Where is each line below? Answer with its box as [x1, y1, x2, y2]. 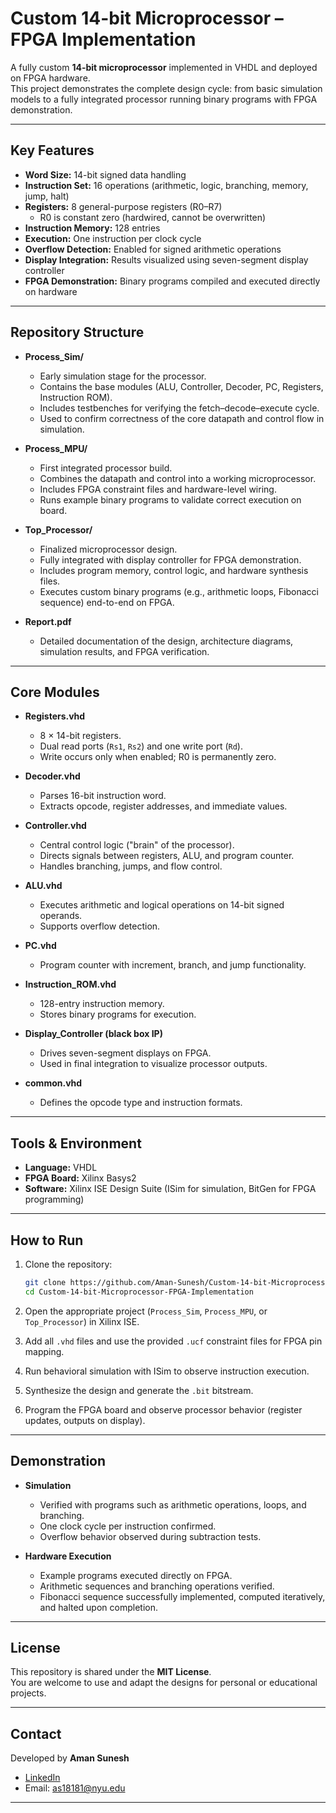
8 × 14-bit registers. [39, 730, 122, 742]
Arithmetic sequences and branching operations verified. [39, 1580, 275, 1592]
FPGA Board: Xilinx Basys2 [24, 1172, 137, 1184]
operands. [39, 910, 83, 922]
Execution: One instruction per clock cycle [24, 232, 202, 244]
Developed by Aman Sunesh [10, 1752, 130, 1764]
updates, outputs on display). [24, 1414, 146, 1426]
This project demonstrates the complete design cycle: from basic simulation [10, 82, 323, 94]
